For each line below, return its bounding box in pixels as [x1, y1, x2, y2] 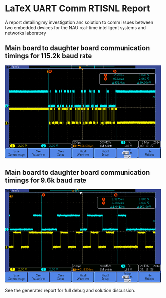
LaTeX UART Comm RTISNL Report [5, 3, 150, 14]
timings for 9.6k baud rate [5, 176, 87, 184]
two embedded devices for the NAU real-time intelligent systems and [5, 24, 146, 30]
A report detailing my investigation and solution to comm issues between [5, 19, 154, 25]
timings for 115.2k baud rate [5, 52, 92, 60]
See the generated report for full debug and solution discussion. [5, 287, 136, 294]
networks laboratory [5, 30, 46, 36]
